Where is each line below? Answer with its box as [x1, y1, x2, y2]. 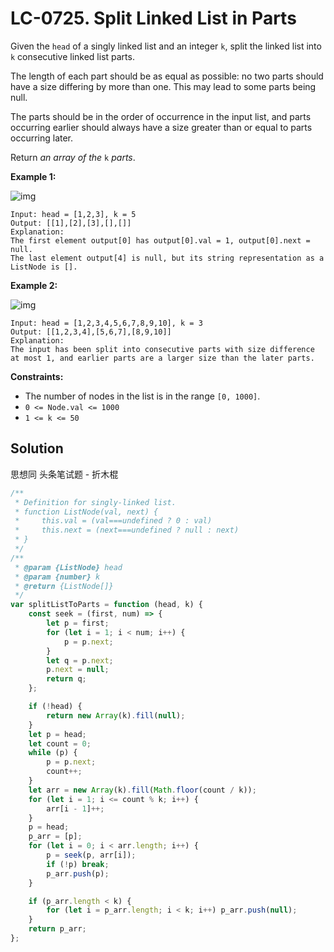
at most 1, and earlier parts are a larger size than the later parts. [10, 353, 315, 363]
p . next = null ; [46, 665, 110, 675]
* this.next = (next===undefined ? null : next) [14, 525, 240, 536]
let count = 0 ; [28, 738, 92, 749]
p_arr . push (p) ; [46, 868, 110, 879]
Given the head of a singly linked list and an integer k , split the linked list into [10, 40, 322, 52]
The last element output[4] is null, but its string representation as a [10, 253, 325, 263]
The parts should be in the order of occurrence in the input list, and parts [10, 110, 312, 122]
